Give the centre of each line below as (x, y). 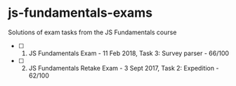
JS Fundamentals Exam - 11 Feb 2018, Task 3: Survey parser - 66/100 (129, 53)
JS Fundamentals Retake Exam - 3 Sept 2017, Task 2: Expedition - (124, 68)
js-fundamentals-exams (80, 13)
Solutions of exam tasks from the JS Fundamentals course (92, 32)
